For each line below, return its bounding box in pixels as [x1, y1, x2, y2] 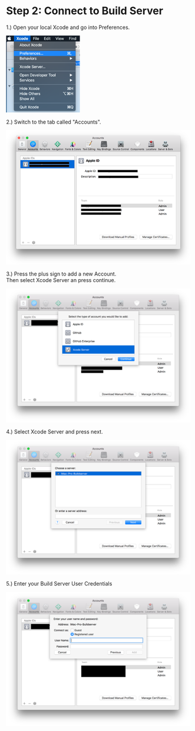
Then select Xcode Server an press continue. [6, 276, 116, 283]
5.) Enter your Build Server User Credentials [6, 580, 113, 587]
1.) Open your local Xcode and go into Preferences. [6, 24, 130, 31]
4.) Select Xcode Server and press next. [6, 428, 103, 435]
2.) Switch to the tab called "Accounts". [6, 118, 101, 125]
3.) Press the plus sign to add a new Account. [6, 270, 117, 277]
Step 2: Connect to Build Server [6, 4, 164, 18]
